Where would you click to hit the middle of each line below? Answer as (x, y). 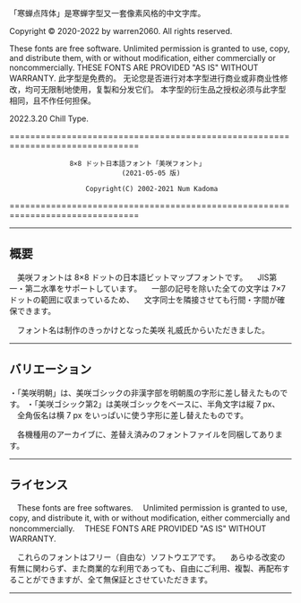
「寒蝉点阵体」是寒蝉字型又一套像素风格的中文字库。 (107, 13)
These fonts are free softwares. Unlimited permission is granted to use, (152, 508)
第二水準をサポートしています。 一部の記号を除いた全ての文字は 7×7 (155, 288)
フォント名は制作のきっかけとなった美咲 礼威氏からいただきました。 (143, 329)
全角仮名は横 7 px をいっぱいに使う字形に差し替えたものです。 (133, 415)
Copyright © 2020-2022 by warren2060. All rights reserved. (121, 31)
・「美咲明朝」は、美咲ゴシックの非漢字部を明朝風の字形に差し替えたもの (145, 392)
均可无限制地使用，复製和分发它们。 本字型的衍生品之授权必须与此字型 (155, 89)
